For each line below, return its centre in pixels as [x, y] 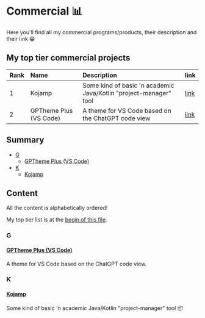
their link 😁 [21, 38]
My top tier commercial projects [68, 58]
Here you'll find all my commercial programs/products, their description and [102, 32]
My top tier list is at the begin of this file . [57, 220]
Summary [25, 140]
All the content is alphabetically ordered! [57, 208]
